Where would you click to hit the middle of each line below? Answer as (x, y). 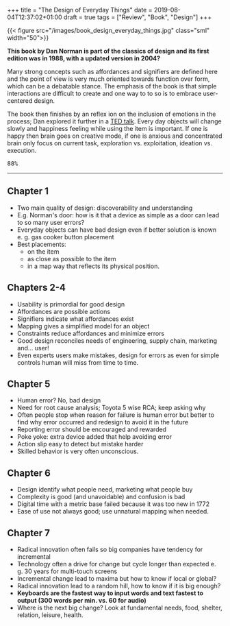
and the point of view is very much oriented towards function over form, (108, 79)
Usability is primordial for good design (71, 304)
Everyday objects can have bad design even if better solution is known (117, 230)
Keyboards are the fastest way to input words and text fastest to (110, 593)
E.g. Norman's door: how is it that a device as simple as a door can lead (118, 215)
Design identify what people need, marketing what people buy (105, 490)
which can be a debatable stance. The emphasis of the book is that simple (112, 86)
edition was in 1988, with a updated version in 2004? (84, 58)
